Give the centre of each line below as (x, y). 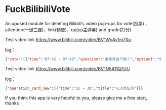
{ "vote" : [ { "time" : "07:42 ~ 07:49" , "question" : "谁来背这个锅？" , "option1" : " (82, 59)
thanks (12, 103)
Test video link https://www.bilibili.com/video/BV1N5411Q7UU (67, 68)
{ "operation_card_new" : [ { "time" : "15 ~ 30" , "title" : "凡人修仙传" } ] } (74, 88)
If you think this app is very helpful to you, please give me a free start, (76, 98)
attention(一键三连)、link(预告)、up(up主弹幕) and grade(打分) (68, 29)
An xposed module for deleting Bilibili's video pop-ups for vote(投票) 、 (78, 23)
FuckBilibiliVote (38, 9)
